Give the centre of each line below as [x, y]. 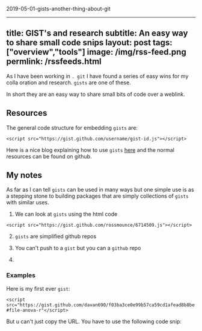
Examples [21, 276]
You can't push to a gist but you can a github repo [78, 248]
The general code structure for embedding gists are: [72, 128]
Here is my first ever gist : [38, 288]
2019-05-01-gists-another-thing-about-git [59, 9]
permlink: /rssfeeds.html [54, 62]
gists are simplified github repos [56, 236]
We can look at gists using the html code [66, 214]
